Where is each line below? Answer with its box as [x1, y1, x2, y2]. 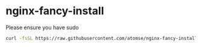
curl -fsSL [5, 35, 33, 41]
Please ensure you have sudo [5, 24, 79, 31]
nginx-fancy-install [5, 4, 104, 18]
